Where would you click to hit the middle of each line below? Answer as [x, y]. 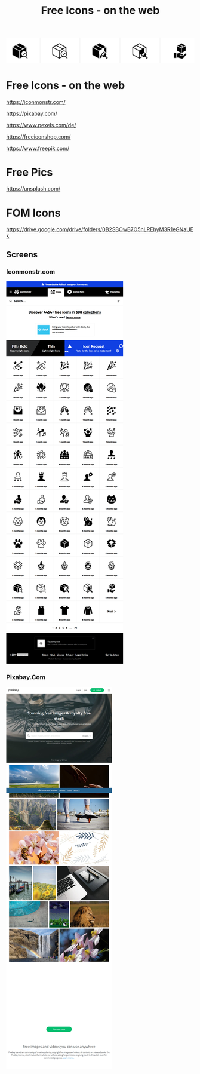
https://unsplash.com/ [33, 189]
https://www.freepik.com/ [38, 148]
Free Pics [30, 172]
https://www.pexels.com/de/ [41, 125]
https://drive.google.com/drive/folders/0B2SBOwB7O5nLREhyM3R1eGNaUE [100, 229]
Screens [22, 254]
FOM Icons [33, 213]
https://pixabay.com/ [32, 113]
